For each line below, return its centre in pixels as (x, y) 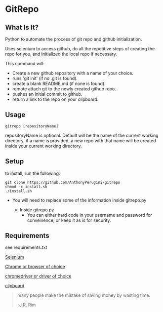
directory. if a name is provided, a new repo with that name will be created (81, 140)
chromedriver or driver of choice (38, 276)
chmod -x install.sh (26, 187)
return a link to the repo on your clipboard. (55, 99)
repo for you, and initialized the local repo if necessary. (61, 54)
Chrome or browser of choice (35, 267)
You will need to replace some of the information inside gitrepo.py (79, 200)
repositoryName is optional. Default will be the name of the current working (82, 135)
